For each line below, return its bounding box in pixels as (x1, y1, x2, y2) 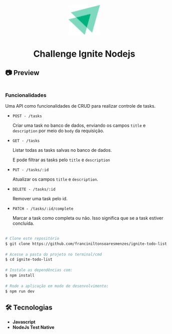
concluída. (12, 220, 34, 226)
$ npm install (5, 273, 35, 278)
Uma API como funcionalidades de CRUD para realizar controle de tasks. (5, 103, 156, 109)
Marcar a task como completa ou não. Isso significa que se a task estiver (12, 215, 163, 221)
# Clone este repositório (5, 236, 59, 241)
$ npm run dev (5, 288, 35, 294)
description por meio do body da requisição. (12, 128, 104, 134)
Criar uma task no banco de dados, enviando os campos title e (12, 123, 146, 129)
